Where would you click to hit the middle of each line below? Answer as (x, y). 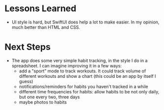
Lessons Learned (41, 9)
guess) (26, 81)
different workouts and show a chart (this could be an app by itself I (87, 76)
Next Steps (28, 47)
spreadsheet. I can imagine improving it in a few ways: (67, 66)
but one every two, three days (49, 97)
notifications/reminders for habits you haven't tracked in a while (83, 87)
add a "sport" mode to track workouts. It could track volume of (82, 71)
